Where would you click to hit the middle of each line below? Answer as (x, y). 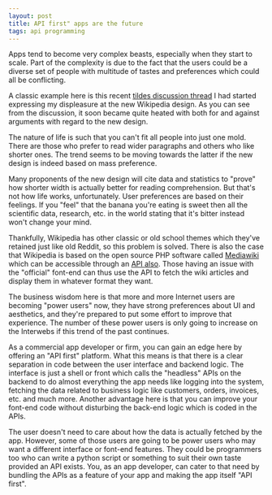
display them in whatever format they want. (81, 281)
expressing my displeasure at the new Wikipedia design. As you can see (129, 104)
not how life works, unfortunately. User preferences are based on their (126, 197)
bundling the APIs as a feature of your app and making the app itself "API (130, 475)
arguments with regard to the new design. (78, 122)
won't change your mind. (50, 222)
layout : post (30, 16)
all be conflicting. (37, 80)
